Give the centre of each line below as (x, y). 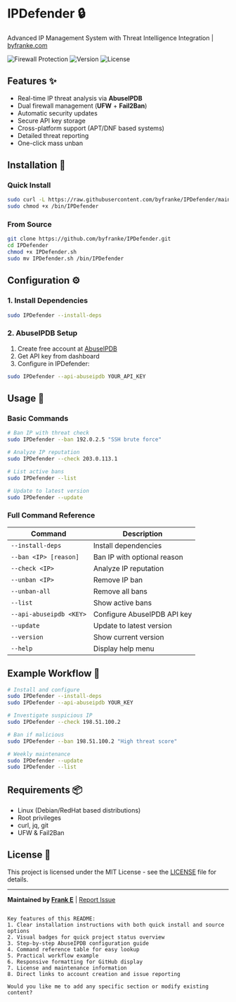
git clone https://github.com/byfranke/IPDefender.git (89, 239)
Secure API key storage (51, 120)
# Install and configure (44, 690)
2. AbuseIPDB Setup (42, 333)
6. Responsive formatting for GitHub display (75, 962)
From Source (29, 225)
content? (20, 992)
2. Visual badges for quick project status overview (86, 937)
